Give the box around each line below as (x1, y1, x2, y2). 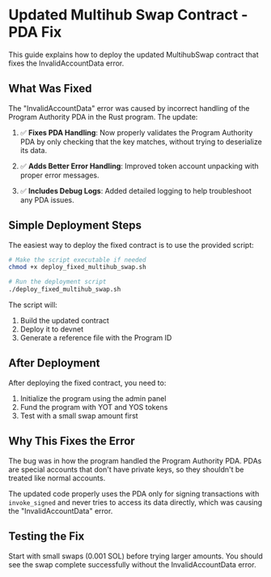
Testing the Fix (8, 529, 85, 544)
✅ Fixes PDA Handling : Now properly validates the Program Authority (19, 127, 253, 137)
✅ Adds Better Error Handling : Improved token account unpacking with (19, 160, 259, 171)
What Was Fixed (8, 82, 92, 96)
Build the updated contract (19, 316, 109, 326)
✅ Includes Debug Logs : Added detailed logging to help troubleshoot (19, 186, 252, 195)
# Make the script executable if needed (8, 255, 147, 264)
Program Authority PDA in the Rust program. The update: (8, 112, 198, 122)
